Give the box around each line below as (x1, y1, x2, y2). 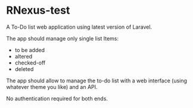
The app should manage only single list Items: (6, 35, 119, 42)
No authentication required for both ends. (6, 95, 108, 102)
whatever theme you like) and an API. (6, 83, 98, 90)
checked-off (14, 59, 46, 66)
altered (14, 53, 33, 60)
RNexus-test (6, 4, 70, 17)
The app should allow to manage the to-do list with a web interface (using (6, 77, 188, 84)
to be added (14, 46, 45, 54)
